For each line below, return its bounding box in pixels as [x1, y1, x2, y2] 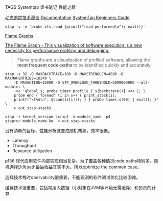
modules [5, 84, 21, 89]
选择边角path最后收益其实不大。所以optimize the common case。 [9, 164, 142, 170]
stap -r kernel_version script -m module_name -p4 [5, 114, 111, 119]
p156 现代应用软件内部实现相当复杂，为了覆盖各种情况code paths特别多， [5, 158, 154, 163]
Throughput [12, 143, 37, 148]
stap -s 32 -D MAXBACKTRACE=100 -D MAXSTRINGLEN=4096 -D [5, 72, 124, 77]
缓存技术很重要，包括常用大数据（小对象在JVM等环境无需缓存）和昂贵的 [5, 185, 152, 190]
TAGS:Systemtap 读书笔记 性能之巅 [5, 4, 76, 10]
